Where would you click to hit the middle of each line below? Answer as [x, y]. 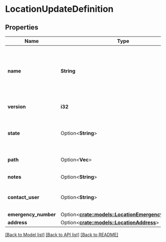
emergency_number [32, 214]
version [17, 107]
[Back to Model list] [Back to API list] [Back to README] [62, 235]
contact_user [23, 197]
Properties [22, 27]
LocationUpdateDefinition [59, 9]
